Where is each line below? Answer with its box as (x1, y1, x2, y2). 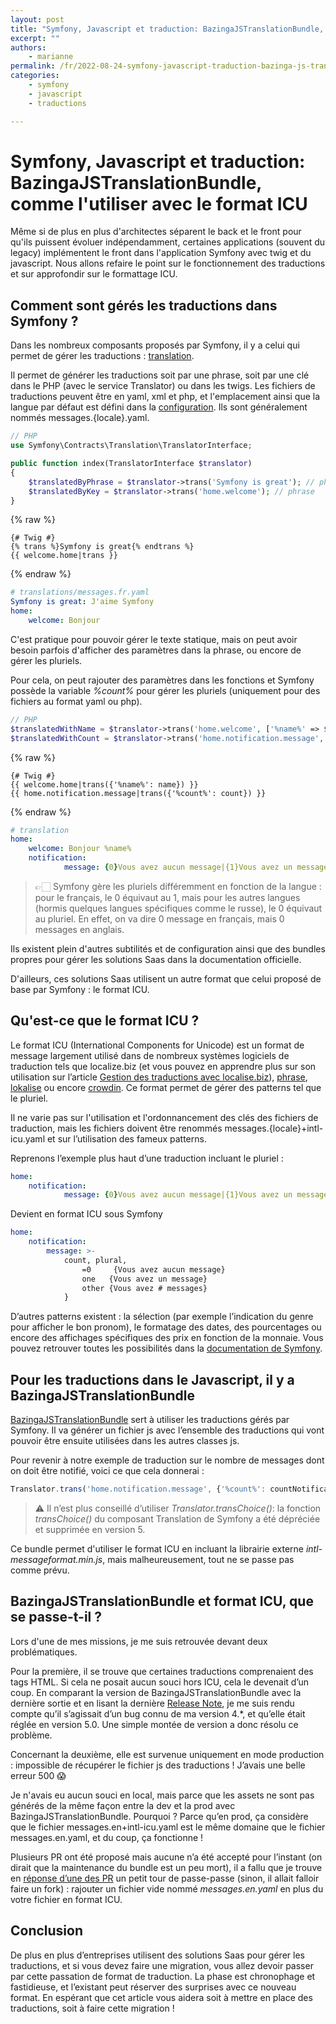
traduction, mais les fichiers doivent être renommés (10, 1122, 223, 1134)
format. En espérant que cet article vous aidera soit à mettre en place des (10, 1991, 313, 2003)
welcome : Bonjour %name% (28, 844, 132, 854)
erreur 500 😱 (10, 1769, 67, 1781)
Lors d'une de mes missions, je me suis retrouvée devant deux (10, 1635, 268, 1647)
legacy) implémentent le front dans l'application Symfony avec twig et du (10, 247, 312, 259)
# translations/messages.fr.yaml (10, 587, 150, 598)
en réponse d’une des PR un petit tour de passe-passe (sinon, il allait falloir (10, 1872, 320, 1884)
